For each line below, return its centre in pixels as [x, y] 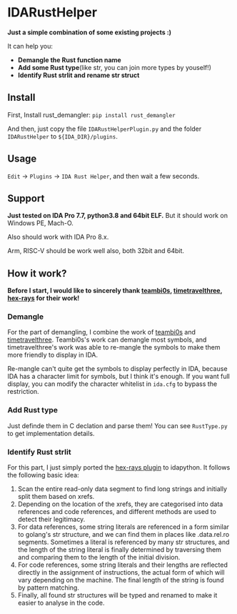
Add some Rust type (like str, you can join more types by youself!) [115, 67]
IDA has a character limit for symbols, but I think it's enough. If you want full [118, 377]
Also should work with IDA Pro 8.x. [58, 237]
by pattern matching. [49, 588]
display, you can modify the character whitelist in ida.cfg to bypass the [112, 384]
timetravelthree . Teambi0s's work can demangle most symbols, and [107, 340]
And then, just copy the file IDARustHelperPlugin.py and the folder [105, 129]
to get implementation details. [51, 433]
